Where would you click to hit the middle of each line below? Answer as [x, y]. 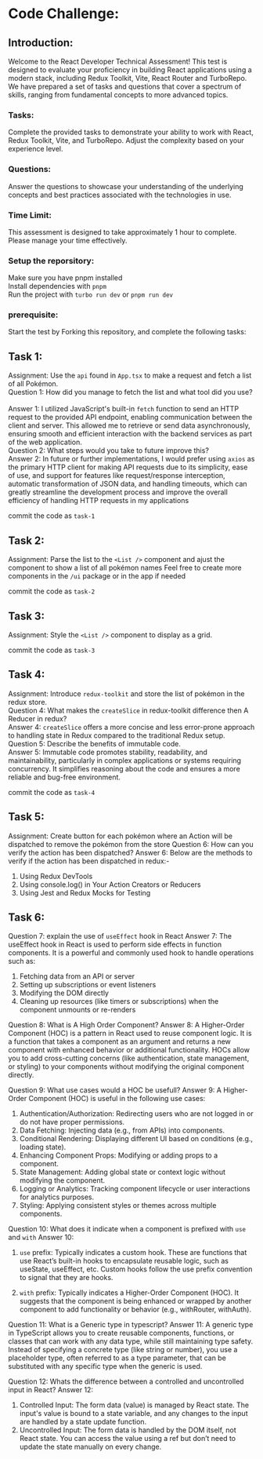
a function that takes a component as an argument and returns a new [119, 1041]
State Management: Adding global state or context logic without [122, 1172]
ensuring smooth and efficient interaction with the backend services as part [130, 434]
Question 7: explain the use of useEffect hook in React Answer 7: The [120, 936]
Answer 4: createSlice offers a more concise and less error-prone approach [131, 727]
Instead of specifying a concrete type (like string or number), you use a [123, 1350]
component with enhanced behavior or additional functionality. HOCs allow [129, 1050]
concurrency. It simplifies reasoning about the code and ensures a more [124, 768]
